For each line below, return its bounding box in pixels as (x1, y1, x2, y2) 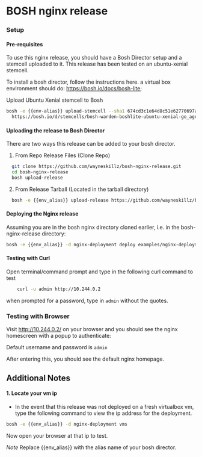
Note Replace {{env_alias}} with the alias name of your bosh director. (6, 444, 177, 451)
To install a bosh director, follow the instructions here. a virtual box (6, 78, 171, 85)
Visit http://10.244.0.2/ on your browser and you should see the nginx (6, 326, 179, 333)
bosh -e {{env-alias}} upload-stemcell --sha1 (6, 108, 125, 114)
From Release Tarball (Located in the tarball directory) (14, 185, 149, 193)
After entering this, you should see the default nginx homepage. (6, 355, 164, 362)
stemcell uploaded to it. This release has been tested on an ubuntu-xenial (6, 60, 188, 67)
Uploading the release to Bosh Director (6, 126, 105, 134)
